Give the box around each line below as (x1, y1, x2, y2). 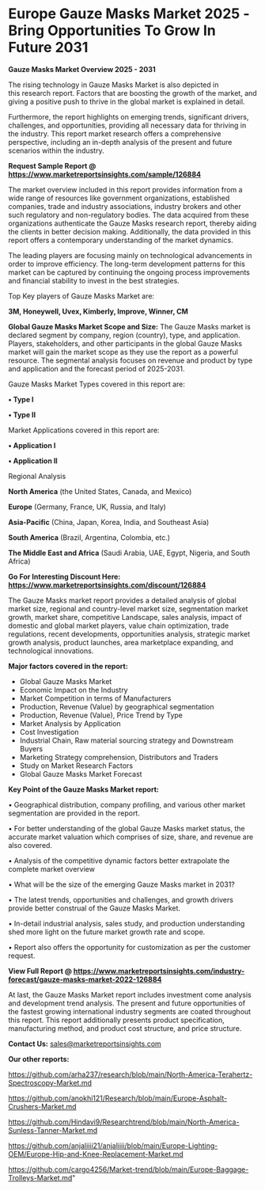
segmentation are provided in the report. (8, 808, 140, 818)
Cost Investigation (19, 727, 79, 736)
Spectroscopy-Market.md (8, 1078, 93, 1087)
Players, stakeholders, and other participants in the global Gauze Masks (8, 338, 243, 348)
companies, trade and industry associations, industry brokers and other (8, 201, 241, 211)
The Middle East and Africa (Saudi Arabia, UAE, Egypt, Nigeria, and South (8, 548, 251, 557)
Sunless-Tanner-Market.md (8, 1125, 97, 1135)
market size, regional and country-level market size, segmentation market (8, 603, 248, 614)
